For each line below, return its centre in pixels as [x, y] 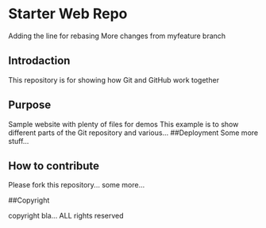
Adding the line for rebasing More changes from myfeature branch [117, 36]
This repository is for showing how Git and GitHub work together [114, 79]
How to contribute [54, 166]
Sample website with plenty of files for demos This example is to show [123, 124]
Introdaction [39, 61]
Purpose [30, 105]
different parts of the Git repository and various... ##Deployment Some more [133, 133]
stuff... [19, 141]
